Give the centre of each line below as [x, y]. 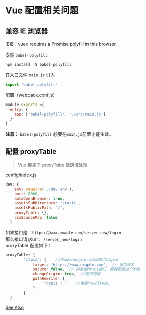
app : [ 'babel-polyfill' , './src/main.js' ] [60, 114]
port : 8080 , [27, 194]
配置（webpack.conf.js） [32, 95]
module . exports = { [25, 104]
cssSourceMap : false [36, 218]
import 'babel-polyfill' [32, 85]
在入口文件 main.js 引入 [30, 75]
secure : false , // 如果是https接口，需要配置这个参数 [86, 269]
